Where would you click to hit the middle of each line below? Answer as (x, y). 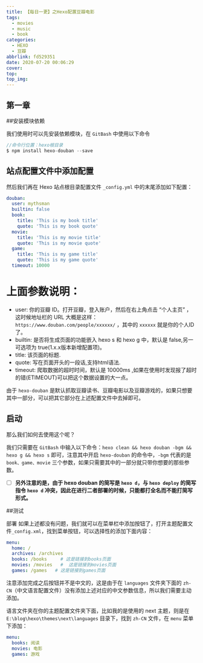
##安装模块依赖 (26, 121)
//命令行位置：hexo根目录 (35, 145)
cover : (14, 68)
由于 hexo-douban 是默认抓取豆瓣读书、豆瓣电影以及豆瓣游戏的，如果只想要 (99, 390)
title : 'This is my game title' (58, 254)
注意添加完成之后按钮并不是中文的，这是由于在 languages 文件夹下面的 (94, 583)
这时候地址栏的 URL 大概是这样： (56, 317)
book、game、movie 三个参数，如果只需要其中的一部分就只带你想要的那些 (95, 462)
